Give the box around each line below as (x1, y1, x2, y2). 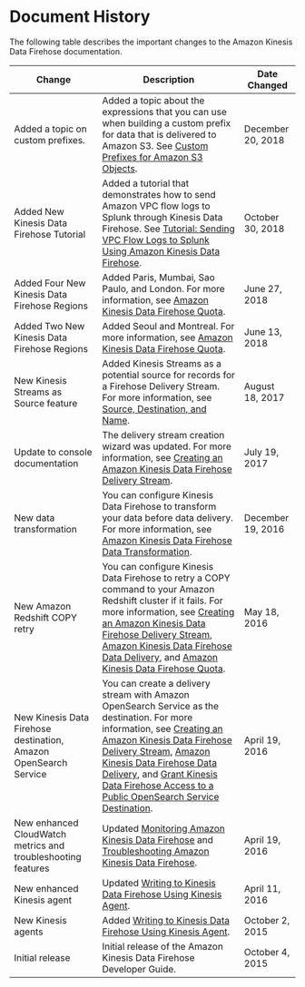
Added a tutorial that (102, 177, 190, 190)
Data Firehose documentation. (9, 45, 123, 56)
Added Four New (14, 277, 86, 289)
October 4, (243, 945, 290, 958)
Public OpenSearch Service (102, 790, 220, 803)
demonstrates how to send (102, 188, 216, 200)
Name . (102, 414, 130, 426)
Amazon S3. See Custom (102, 139, 209, 151)
